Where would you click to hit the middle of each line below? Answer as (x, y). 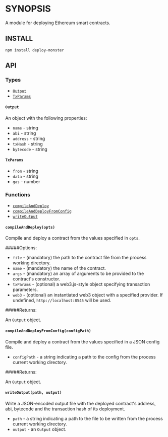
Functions (18, 194)
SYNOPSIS (28, 9)
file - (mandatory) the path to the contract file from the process (79, 258)
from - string (25, 171)
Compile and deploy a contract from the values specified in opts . (72, 238)
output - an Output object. (39, 429)
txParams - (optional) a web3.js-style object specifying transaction (81, 284)
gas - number (26, 181)
